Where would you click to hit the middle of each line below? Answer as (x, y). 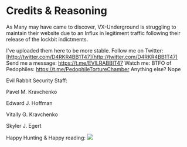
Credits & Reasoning (57, 11)
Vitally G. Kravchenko (32, 114)
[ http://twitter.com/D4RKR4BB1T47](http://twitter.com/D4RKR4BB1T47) (92, 57)
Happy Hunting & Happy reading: (46, 138)
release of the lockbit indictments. (47, 39)
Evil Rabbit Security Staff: (37, 80)
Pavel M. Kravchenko (32, 92)
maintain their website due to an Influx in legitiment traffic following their (93, 33)
